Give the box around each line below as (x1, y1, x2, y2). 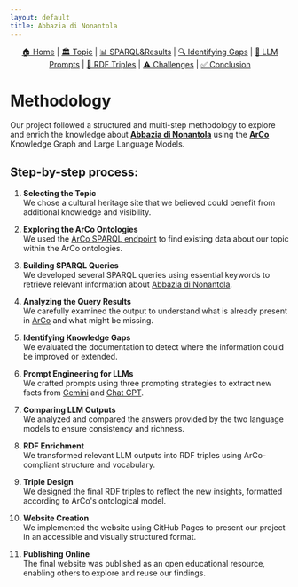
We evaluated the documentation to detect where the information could (22, 342, 285, 353)
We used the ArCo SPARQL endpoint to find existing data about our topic (22, 234, 289, 244)
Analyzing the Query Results (22, 297, 132, 307)
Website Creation (22, 512, 90, 524)
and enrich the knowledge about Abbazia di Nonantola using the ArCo (10, 130, 270, 140)
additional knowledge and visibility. (22, 207, 152, 218)
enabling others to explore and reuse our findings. (22, 567, 207, 578)
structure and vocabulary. (61, 459, 156, 471)
